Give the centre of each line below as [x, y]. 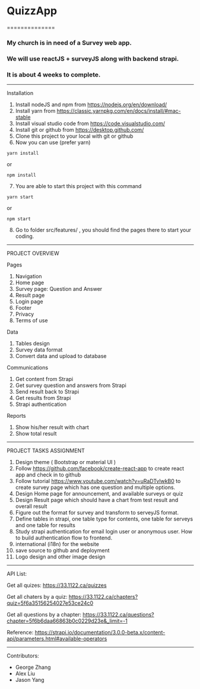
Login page [29, 301]
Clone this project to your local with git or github [74, 136]
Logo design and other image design [60, 557]
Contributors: [23, 656]
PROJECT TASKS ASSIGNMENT [46, 451]
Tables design [32, 344]
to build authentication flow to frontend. [64, 538]
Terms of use [31, 320]
